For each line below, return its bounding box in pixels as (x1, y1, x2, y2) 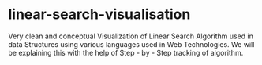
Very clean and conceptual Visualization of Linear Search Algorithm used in (8, 31, 254, 41)
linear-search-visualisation (8, 5, 191, 23)
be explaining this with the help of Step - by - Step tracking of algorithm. (8, 48, 244, 57)
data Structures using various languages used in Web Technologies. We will (8, 39, 255, 49)
